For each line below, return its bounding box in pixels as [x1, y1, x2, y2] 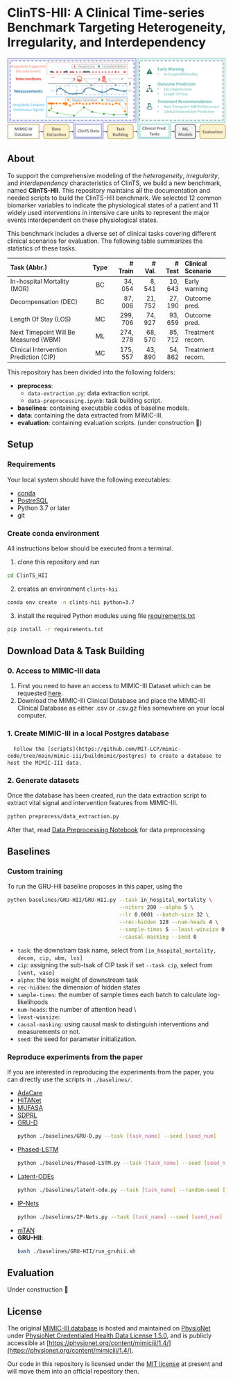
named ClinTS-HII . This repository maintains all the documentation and [7, 186, 210, 194]
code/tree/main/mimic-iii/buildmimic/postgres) [7, 752, 148, 759]
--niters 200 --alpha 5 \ [119, 904, 194, 911]
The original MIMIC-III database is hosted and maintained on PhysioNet [7, 1324, 211, 1333]
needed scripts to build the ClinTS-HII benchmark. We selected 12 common [7, 193, 222, 202]
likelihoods [17, 997, 49, 1006]
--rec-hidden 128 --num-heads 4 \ [119, 919, 218, 926]
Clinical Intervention [10, 345, 67, 354]
